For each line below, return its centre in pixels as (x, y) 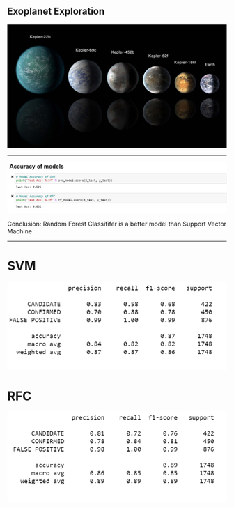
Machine (20, 231)
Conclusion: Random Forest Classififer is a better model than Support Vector (117, 224)
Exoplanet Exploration (56, 11)
